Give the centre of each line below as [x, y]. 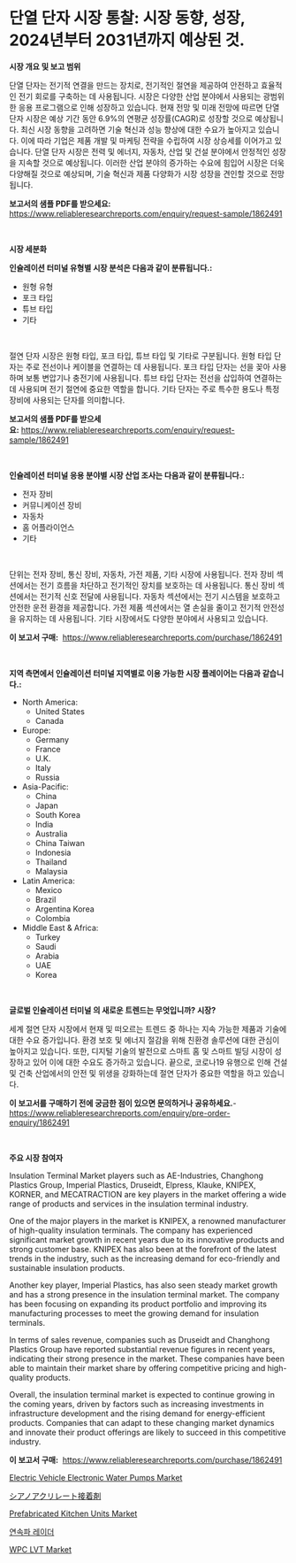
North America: [49, 702]
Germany [52, 739]
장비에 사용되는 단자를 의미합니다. [67, 400]
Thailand [51, 862]
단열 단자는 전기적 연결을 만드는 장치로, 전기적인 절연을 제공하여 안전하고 [134, 85]
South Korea [58, 814]
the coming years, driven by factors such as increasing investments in [137, 1404]
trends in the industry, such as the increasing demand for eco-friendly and [145, 1259]
